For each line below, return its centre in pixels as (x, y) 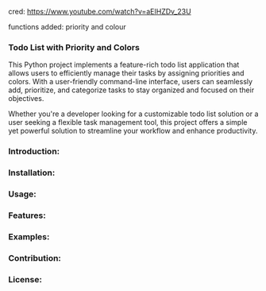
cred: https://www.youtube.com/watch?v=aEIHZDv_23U (100, 12)
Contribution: (35, 258)
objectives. (26, 99)
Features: (27, 215)
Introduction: (34, 152)
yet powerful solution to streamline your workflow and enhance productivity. (133, 131)
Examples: (29, 236)
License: (25, 279)
